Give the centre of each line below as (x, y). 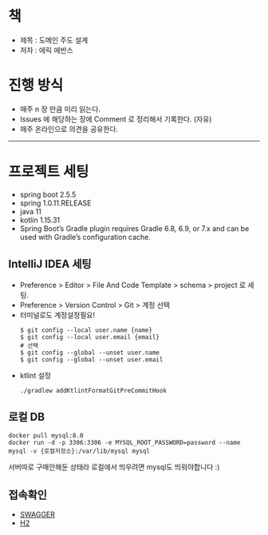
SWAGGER (37, 515)
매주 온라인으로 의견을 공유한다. (69, 129)
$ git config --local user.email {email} (89, 337)
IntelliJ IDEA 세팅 (50, 264)
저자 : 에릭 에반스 (46, 50)
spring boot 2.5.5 (48, 194)
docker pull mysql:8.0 (46, 436)
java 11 (30, 211)
